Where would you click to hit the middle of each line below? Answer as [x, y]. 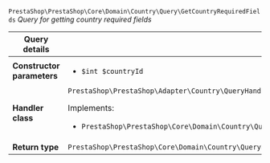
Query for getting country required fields [84, 19]
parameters [35, 76]
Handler [28, 108]
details [36, 49]
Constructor [36, 66]
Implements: [91, 108]
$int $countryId [112, 71]
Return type [36, 147]
